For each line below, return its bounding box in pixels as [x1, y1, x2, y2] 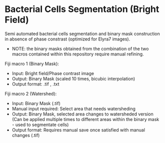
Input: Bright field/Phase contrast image [11, 70, 94, 76]
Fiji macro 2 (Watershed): [4, 90, 57, 96]
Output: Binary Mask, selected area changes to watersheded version [11, 111, 153, 117]
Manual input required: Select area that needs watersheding [11, 105, 136, 111]
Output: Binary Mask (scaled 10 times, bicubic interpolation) [11, 75, 135, 81]
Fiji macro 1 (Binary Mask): [4, 60, 59, 66]
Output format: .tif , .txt [11, 81, 59, 87]
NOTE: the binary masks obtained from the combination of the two [11, 45, 149, 51]
